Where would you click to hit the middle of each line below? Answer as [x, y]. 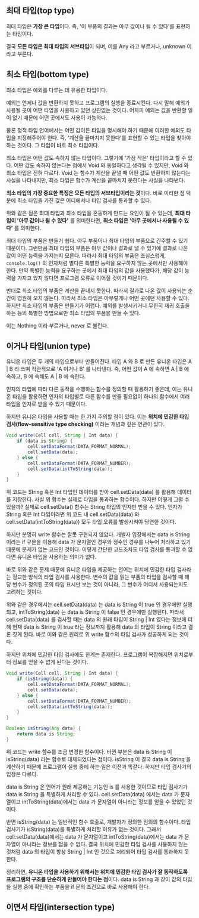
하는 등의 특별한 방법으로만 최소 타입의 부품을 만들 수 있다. [73, 313]
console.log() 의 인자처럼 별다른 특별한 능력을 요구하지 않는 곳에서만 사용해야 [97, 263]
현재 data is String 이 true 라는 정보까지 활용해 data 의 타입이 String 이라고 [99, 627]
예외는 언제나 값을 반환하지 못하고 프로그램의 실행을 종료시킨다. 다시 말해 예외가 [98, 103]
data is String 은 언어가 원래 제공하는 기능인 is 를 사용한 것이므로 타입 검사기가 [97, 787]
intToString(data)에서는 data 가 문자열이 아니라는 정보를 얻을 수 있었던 [104, 802]
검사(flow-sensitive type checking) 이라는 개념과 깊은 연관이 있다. [86, 424]
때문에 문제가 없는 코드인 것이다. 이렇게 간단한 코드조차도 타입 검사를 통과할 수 [97, 549]
